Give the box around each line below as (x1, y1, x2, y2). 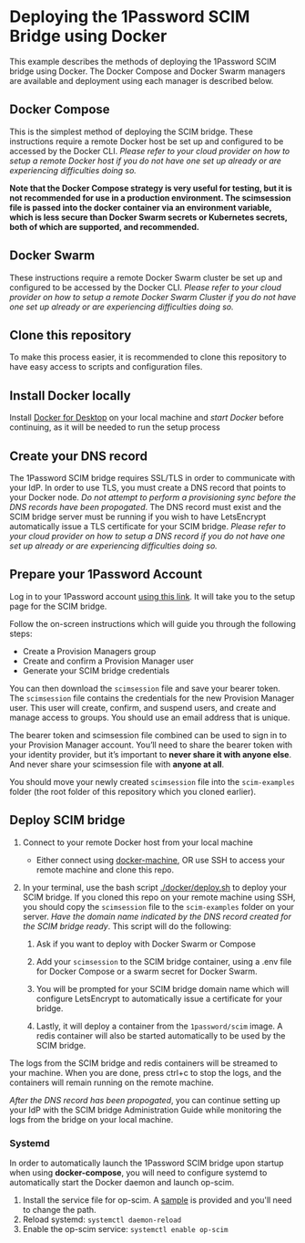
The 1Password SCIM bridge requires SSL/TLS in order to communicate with (9, 473, 296, 483)
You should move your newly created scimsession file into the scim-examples (9, 776, 296, 787)
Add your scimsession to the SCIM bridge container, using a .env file (36, 956, 292, 966)
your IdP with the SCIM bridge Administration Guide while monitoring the (9, 1104, 282, 1115)
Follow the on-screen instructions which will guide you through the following (9, 618, 296, 629)
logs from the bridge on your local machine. (9, 1113, 174, 1124)
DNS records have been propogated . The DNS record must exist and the (9, 502, 282, 512)
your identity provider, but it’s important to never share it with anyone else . (9, 748, 292, 759)
